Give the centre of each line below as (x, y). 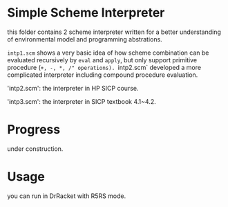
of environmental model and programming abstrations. (85, 39)
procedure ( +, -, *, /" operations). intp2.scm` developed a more (104, 67)
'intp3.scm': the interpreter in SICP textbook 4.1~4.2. (82, 101)
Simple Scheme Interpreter (86, 13)
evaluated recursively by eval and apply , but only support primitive (102, 60)
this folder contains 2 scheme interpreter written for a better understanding (114, 32)
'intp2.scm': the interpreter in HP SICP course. (73, 88)
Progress (34, 130)
